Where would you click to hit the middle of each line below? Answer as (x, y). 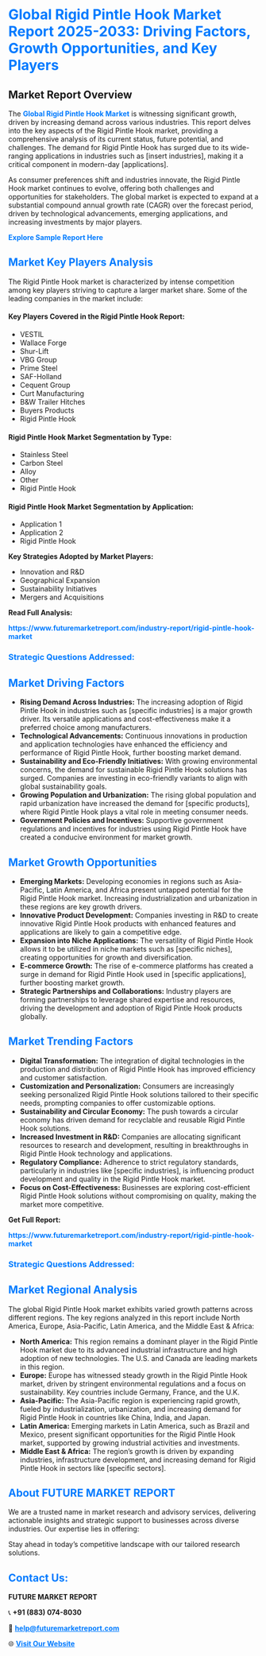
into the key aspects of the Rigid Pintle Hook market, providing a (113, 130)
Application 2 (41, 533)
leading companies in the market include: (76, 298)
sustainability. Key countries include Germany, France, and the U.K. (129, 1392)
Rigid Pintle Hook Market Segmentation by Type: (90, 437)
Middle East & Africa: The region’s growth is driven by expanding (127, 1451)
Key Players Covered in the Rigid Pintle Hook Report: (96, 316)
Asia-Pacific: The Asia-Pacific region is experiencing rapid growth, (130, 1400)
